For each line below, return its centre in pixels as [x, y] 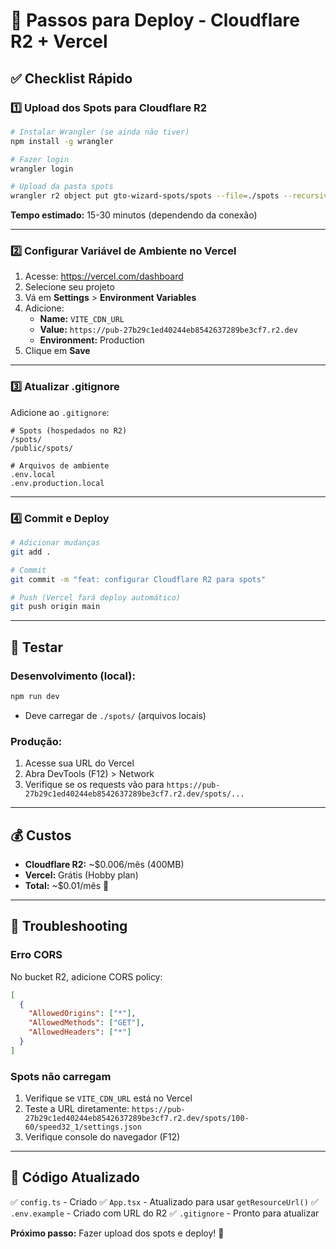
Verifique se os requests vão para [94, 785]
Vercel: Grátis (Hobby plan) [81, 875]
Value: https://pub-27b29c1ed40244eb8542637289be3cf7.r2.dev [168, 330]
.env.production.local [57, 483]
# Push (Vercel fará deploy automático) [96, 597]
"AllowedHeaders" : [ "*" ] [80, 1032]
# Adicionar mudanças [55, 543]
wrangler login [42, 169]
